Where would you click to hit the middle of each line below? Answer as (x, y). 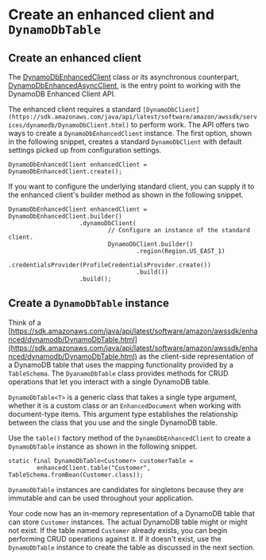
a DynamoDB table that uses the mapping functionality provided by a (121, 364)
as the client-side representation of (196, 356)
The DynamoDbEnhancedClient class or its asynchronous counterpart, (124, 77)
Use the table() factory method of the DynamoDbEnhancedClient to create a (130, 437)
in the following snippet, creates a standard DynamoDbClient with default (125, 142)
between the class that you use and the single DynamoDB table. (113, 422)
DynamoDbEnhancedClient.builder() (66, 216)
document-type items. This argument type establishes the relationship (123, 414)
